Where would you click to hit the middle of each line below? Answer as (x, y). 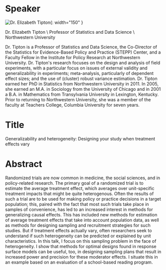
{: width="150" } (67, 22)
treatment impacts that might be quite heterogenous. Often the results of (80, 194)
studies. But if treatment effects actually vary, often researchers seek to (79, 230)
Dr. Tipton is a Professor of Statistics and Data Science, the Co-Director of (81, 47)
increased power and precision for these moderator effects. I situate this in (82, 257)
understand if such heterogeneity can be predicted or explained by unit (78, 236)
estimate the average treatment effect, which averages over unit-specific (80, 188)
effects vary (17, 144)
